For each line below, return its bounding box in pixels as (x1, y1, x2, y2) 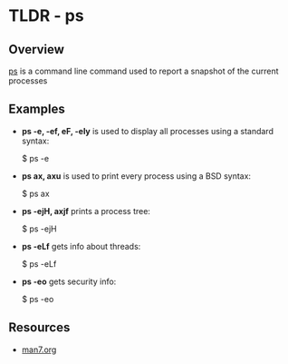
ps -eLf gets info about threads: (21, 241, 141, 251)
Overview (8, 42, 65, 57)
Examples (8, 102, 65, 117)
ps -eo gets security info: (21, 276, 117, 287)
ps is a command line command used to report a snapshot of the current (8, 65, 279, 76)
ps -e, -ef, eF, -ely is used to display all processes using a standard (21, 125, 274, 136)
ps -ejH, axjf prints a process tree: (21, 205, 151, 216)
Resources (8, 320, 71, 336)
